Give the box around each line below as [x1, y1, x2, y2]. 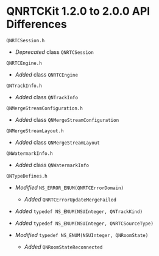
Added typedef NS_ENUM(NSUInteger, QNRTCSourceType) [15, 219, 154, 227]
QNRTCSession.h [6, 37, 45, 43]
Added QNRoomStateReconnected [24, 243, 103, 250]
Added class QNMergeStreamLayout [15, 138, 101, 146]
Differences [6, 17, 67, 31]
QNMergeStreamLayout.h [6, 127, 64, 134]
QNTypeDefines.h [6, 173, 48, 179]
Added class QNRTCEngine [15, 70, 78, 78]
